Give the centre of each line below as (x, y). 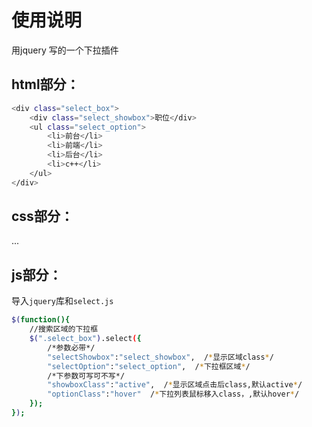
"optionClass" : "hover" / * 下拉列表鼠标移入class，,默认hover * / (173, 394)
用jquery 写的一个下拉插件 (65, 50)
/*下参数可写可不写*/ (86, 376)
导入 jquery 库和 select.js (62, 301)
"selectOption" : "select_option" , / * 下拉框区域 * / (149, 366)
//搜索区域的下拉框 (64, 329)
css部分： (42, 216)
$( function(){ (41, 320)
